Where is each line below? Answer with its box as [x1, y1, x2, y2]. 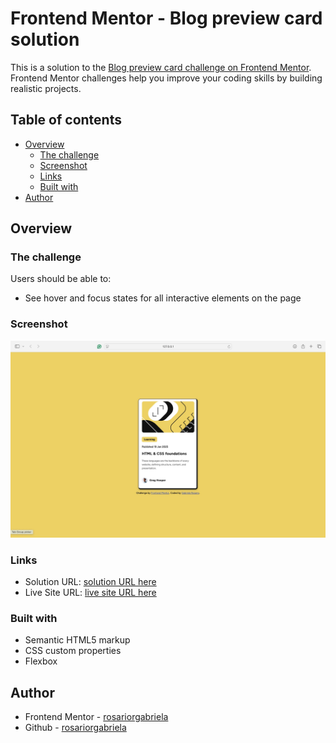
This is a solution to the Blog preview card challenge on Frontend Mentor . [10, 61, 312, 73]
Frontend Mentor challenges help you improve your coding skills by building [10, 72, 323, 84]
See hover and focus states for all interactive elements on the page [24, 292, 302, 304]
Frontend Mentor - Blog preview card [10, 7, 323, 30]
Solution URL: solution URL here [24, 576, 157, 588]
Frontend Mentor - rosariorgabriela [24, 711, 169, 723]
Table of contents [10, 112, 122, 129]
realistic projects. [10, 82, 82, 94]
